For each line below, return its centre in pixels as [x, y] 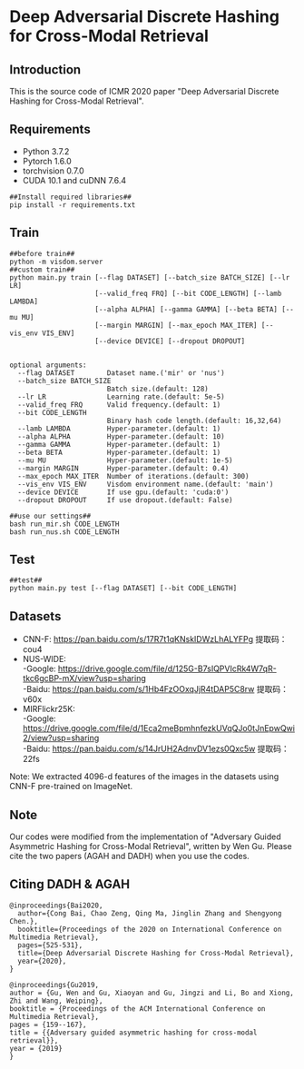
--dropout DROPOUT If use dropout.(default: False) [125, 500]
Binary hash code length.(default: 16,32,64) [194, 421]
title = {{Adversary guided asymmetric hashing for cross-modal [133, 1033]
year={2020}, [42, 961]
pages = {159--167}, [49, 1024]
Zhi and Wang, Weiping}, [56, 1001]
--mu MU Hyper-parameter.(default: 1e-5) [125, 460]
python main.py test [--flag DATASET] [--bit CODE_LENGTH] [123, 589]
